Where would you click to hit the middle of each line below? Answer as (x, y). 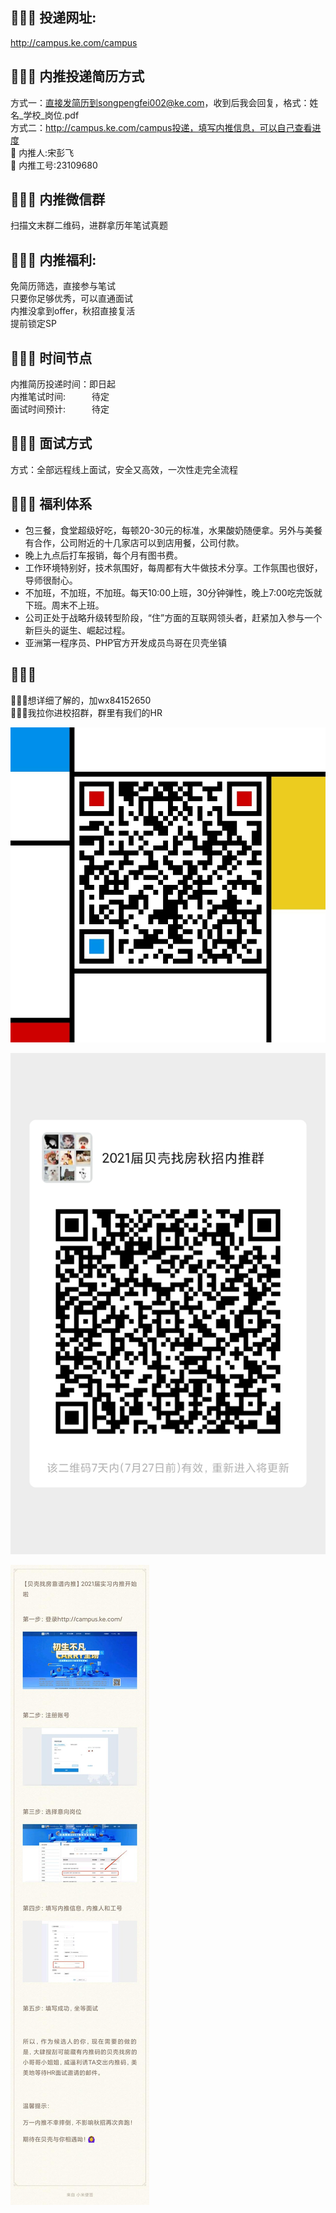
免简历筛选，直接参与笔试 (63, 286)
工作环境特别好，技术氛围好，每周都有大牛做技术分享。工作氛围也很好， (173, 567)
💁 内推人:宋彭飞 (42, 152)
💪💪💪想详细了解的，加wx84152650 (81, 700)
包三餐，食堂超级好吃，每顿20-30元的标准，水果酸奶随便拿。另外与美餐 (173, 530)
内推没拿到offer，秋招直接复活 (73, 311)
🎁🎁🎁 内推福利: (53, 259)
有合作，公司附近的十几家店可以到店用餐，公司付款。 (134, 542)
